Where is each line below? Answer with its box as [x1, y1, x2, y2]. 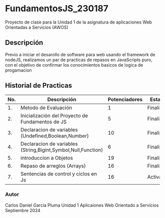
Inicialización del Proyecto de [20, 112, 88, 119]
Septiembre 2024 [5, 207, 41, 213]
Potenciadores [108, 96, 143, 103]
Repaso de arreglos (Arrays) [20, 162, 86, 169]
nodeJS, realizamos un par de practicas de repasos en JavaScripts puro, [5, 57, 153, 63]
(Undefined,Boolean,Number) [20, 132, 89, 139]
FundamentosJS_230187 [5, 3, 109, 14]
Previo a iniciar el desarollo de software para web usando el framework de [5, 51, 156, 57]
